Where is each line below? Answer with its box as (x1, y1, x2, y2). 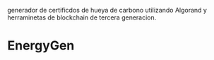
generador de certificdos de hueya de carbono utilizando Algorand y (7, 6, 207, 14)
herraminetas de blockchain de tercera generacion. (7, 13, 157, 22)
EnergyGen (7, 38, 75, 54)
